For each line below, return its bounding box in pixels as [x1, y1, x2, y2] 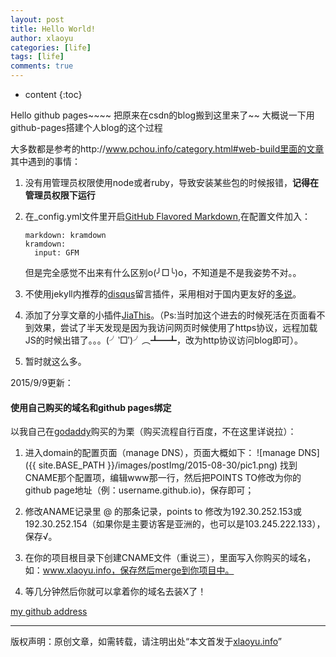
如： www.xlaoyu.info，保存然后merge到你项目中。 [24, 564, 235, 576]
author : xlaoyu [10, 33, 74, 43]
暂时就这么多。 [24, 356, 87, 367]
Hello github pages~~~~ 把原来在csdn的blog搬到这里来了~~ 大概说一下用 [10, 109, 315, 121]
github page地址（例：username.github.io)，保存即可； [24, 484, 255, 496]
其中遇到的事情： [10, 156, 81, 167]
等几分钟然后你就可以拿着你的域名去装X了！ [24, 586, 207, 598]
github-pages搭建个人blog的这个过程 [10, 122, 163, 133]
